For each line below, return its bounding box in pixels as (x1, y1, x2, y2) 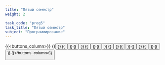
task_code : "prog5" (5, 21, 45, 25)
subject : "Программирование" (5, 30, 65, 35)
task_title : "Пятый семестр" (5, 25, 65, 30)
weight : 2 (5, 12, 26, 17)
